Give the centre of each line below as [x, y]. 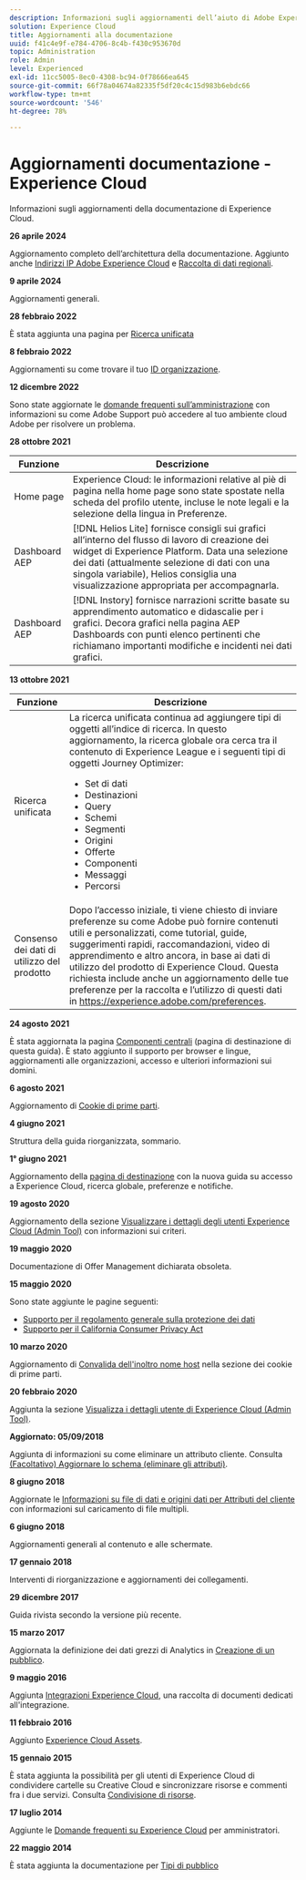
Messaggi [106, 875]
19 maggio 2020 [41, 1248]
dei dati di [35, 950]
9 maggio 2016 [38, 1678]
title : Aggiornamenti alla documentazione [91, 35]
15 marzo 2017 [37, 1633]
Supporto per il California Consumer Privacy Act [112, 1329]
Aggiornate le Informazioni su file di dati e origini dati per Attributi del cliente [153, 1499]
